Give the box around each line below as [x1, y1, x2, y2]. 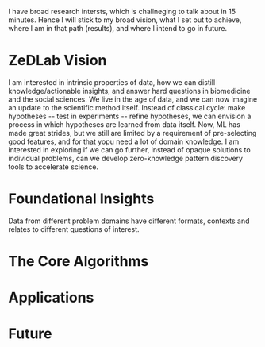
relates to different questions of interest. [8, 224, 140, 233]
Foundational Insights [8, 190, 155, 208]
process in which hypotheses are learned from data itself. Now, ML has [8, 119, 240, 129]
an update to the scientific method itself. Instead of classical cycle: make [8, 102, 246, 112]
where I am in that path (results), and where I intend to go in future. [8, 24, 228, 33]
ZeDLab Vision [8, 52, 107, 70]
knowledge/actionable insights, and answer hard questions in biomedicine [8, 86, 251, 95]
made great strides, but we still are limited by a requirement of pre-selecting [8, 128, 257, 137]
